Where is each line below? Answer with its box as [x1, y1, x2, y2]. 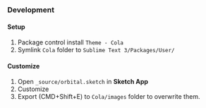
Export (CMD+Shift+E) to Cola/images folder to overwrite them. [17, 92, 200, 101]
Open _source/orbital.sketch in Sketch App [17, 78, 149, 86]
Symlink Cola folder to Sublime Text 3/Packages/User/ [17, 46, 175, 54]
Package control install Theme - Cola [17, 38, 124, 47]
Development [7, 5, 55, 15]
